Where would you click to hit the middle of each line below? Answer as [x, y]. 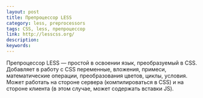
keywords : [19, 46]
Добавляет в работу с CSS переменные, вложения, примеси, [86, 69]
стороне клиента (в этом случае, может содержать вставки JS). [90, 88]
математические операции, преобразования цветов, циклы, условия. [97, 76]
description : [23, 40]
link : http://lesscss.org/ [40, 34]
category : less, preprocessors [46, 23]
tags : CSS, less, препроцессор [46, 29]
